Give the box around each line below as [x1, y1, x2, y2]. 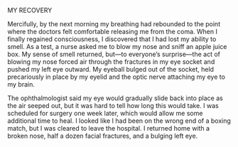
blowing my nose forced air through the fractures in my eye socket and [7, 58, 215, 66]
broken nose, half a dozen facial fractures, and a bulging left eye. [7, 131, 198, 140]
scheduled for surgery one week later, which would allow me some [7, 109, 203, 117]
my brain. [7, 80, 36, 88]
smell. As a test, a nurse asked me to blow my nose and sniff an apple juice [7, 43, 227, 50]
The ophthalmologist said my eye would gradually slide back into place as [7, 94, 224, 102]
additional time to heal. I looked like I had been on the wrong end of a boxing [7, 116, 231, 125]
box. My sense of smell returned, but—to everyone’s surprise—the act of [7, 50, 220, 58]
